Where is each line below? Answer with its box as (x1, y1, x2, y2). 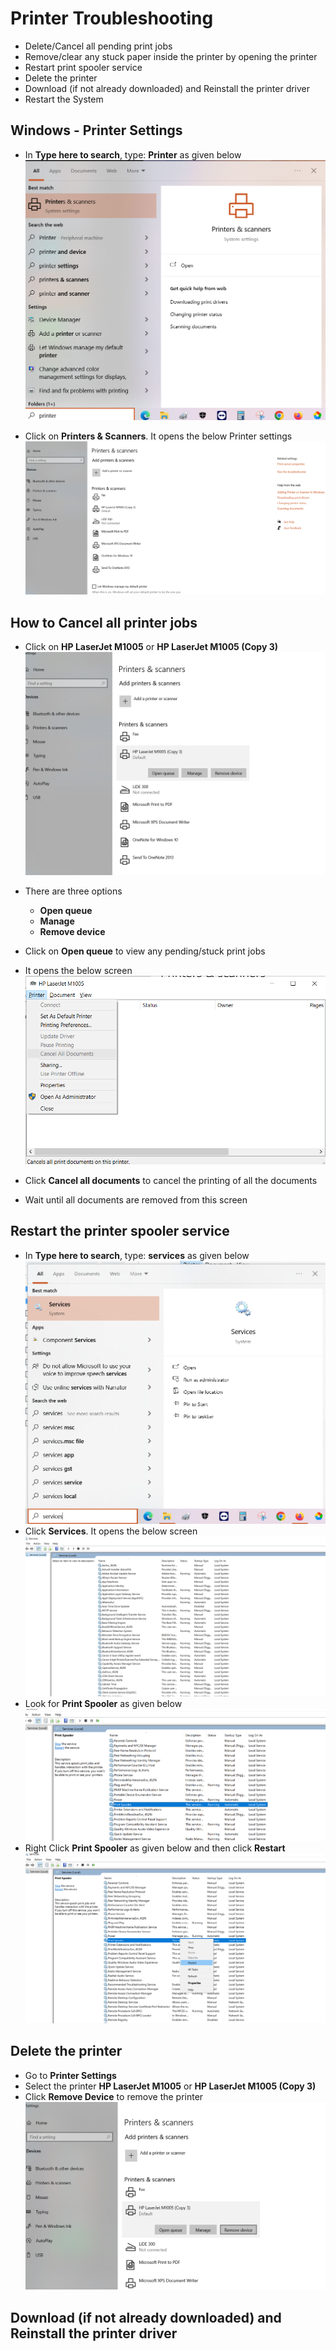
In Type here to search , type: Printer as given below (24, 148, 242, 161)
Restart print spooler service (24, 61, 143, 73)
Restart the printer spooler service (10, 1223, 230, 1240)
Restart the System (24, 93, 104, 105)
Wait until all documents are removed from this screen (24, 1193, 248, 1206)
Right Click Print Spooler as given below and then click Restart (24, 1842, 286, 1854)
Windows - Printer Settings (10, 122, 183, 139)
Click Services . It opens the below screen (24, 1525, 198, 1537)
